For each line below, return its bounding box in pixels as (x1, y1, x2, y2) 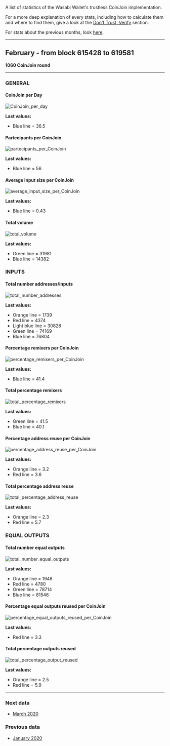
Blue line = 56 (12, 166, 42, 172)
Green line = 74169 (12, 328, 52, 334)
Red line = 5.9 (12, 682, 42, 688)
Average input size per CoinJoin (5, 177, 74, 183)
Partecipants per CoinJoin (5, 134, 62, 141)
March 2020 (12, 711, 39, 717)
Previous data (5, 724, 40, 731)
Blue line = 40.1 (12, 424, 45, 430)
